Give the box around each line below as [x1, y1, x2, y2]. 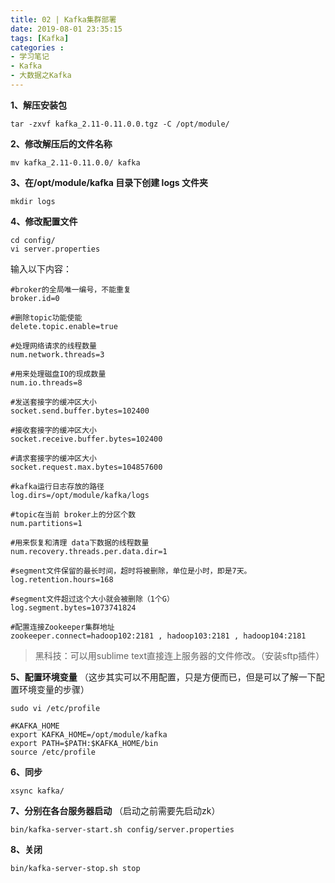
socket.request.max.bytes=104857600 [10, 462, 163, 472]
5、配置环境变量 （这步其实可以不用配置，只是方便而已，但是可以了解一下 [10, 671, 317, 683]
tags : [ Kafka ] [10, 33, 70, 43]
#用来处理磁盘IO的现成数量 [10, 369, 107, 379]
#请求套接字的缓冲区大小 [10, 453, 97, 463]
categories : [10, 42, 65, 53]
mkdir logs [10, 196, 56, 206]
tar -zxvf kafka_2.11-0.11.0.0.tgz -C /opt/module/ [10, 119, 230, 129]
